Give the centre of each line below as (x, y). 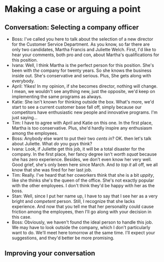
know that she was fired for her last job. (52, 170)
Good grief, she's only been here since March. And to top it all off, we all (85, 164)
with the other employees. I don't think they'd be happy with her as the (83, 185)
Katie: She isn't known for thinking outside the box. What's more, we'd (83, 102)
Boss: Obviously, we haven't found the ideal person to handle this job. (82, 222)
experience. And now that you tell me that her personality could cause (83, 206)
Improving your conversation (50, 253)
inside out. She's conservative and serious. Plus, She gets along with (81, 76)
